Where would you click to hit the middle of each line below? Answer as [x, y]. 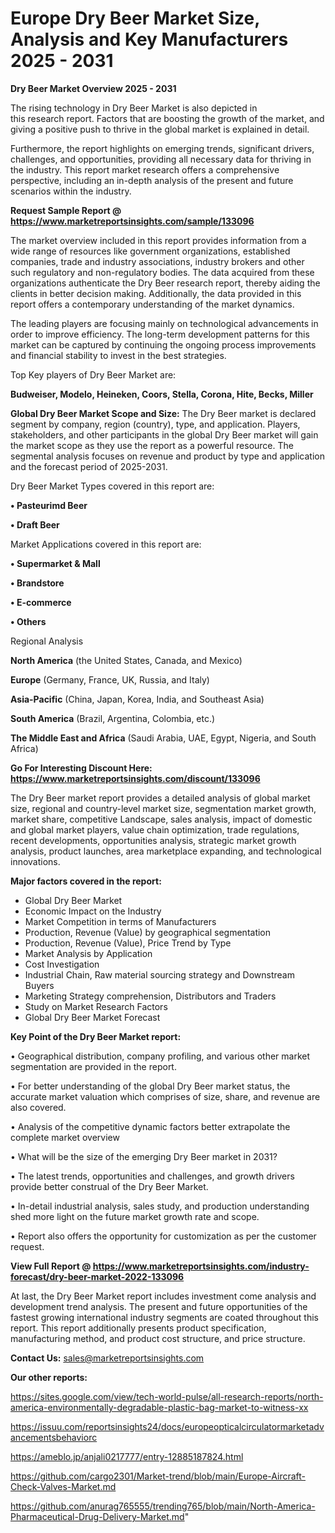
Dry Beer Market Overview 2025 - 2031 [93, 88]
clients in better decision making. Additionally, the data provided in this [156, 293]
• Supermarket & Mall [55, 563]
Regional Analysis [47, 641]
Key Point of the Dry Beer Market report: [96, 1036]
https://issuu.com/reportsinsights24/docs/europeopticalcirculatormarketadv [167, 1426]
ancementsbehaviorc [54, 1437]
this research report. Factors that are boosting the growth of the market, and [167, 118]
